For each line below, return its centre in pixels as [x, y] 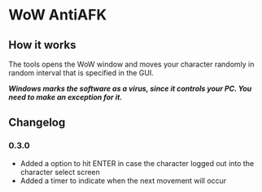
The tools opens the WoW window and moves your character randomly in [131, 64]
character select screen [60, 172]
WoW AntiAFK [58, 15]
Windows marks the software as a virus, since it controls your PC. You [130, 88]
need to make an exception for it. [65, 97]
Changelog [37, 123]
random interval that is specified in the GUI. [81, 73]
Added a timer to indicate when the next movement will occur [123, 181]
